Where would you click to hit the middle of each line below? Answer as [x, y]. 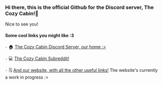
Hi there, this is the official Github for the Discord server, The [80, 7]
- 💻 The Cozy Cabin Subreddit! [37, 58]
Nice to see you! [22, 24]
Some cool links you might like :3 [40, 35]
